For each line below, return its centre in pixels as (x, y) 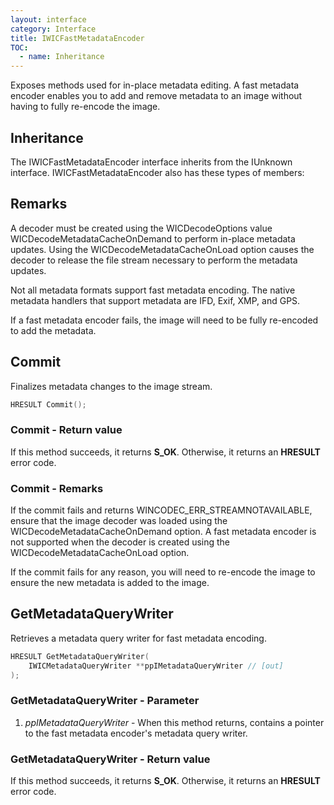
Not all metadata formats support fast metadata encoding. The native (153, 290)
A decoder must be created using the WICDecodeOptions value (141, 228)
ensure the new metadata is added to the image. (110, 583)
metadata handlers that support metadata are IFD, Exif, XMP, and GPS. (155, 300)
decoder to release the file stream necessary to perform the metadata (154, 260)
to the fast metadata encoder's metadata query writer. (136, 733)
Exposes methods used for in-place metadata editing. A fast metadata (155, 85)
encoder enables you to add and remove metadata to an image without (156, 96)
